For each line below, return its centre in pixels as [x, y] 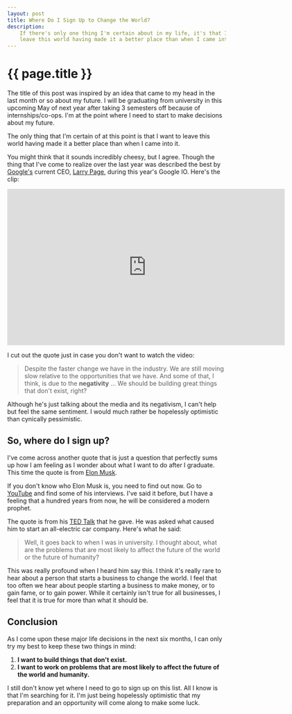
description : [26, 26]
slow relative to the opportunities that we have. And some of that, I [119, 376]
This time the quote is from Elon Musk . [62, 472]
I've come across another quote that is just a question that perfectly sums [112, 457]
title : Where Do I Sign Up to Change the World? [79, 20]
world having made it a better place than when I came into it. [94, 144]
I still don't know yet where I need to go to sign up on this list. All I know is [113, 688]
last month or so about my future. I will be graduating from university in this [114, 101]
